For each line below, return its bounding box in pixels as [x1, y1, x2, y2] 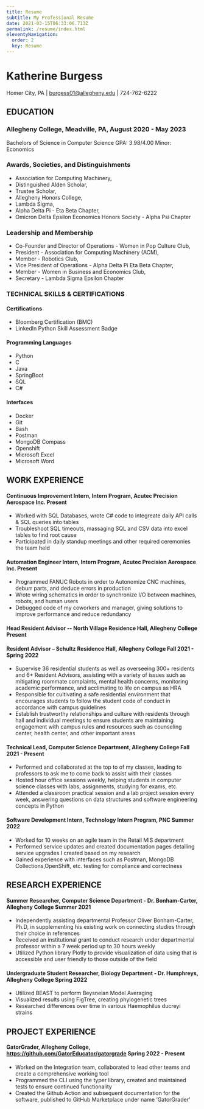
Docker [15, 412, 34, 419]
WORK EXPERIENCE [6, 475, 84, 486]
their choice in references [15, 929, 80, 937]
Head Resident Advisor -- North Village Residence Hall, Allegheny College [6, 624, 198, 632]
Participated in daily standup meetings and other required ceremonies [15, 538, 191, 545]
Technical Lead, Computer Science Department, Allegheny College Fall [6, 743, 190, 750]
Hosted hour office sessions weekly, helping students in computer [15, 777, 181, 784]
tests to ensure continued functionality [15, 1083, 113, 1090]
